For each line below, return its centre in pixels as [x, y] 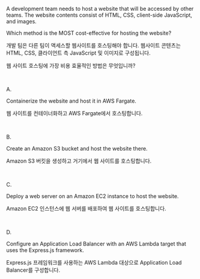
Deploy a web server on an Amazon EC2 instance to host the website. [92, 196]
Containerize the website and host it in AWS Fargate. [71, 101]
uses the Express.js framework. [45, 250]
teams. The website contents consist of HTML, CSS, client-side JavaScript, [99, 15]
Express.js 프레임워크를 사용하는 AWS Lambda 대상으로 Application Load [94, 262]
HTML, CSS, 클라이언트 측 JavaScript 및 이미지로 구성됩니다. [79, 53]
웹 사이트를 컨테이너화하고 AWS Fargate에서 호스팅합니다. [74, 113]
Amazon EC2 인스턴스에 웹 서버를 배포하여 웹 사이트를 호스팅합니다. [86, 208]
